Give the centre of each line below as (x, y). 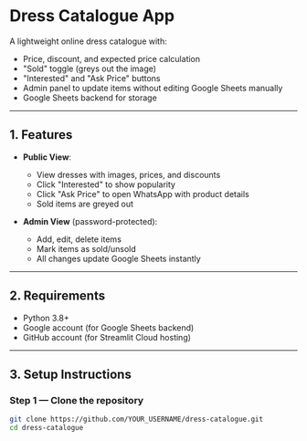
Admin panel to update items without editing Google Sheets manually (153, 88)
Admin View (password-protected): (90, 221)
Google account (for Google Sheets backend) (108, 327)
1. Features (41, 135)
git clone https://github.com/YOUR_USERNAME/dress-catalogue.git (136, 420)
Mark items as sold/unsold (86, 248)
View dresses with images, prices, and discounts (128, 174)
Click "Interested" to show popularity (106, 184)
